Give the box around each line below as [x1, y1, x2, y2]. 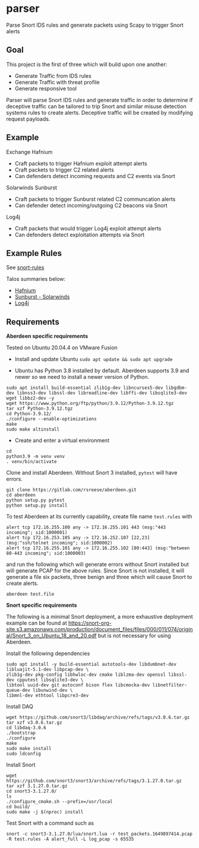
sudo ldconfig [6, 751, 42, 757]
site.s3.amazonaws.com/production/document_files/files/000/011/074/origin [6, 626, 193, 633]
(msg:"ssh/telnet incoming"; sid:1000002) [6, 540, 113, 546]
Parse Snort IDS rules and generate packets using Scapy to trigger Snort [6, 21, 184, 29]
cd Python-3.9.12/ [6, 411, 52, 417]
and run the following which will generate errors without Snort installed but [6, 561, 189, 568]
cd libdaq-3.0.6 [6, 725, 46, 731]
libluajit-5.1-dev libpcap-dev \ [6, 667, 89, 673]
